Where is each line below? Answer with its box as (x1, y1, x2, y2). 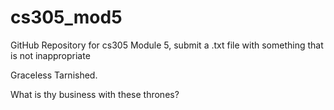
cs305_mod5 (10, 6, 123, 29)
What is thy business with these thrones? (10, 88, 180, 100)
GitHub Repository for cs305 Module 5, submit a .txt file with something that (10, 39, 324, 51)
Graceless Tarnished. (10, 69, 98, 81)
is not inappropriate (10, 49, 91, 61)
